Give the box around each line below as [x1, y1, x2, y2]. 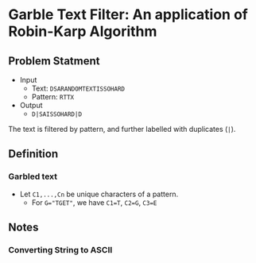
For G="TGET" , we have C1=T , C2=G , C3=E [31, 197, 157, 207]
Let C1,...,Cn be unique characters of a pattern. [19, 189, 179, 199]
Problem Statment [8, 54, 100, 68]
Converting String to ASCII [8, 245, 113, 255]
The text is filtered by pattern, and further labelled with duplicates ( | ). [8, 125, 236, 133]
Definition [8, 147, 58, 161]
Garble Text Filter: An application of [8, 6, 248, 24]
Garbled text [8, 171, 58, 182]
